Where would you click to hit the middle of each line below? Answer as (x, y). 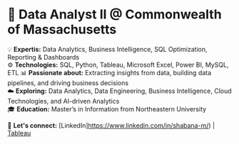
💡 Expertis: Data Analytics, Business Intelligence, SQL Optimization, (107, 49)
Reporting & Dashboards (44, 57)
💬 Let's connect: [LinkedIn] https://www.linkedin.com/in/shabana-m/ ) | (111, 125)
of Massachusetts (62, 29)
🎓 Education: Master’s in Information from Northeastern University (107, 109)
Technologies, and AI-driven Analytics (63, 101)
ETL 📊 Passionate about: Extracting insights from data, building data (110, 72)
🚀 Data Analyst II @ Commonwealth (115, 15)
